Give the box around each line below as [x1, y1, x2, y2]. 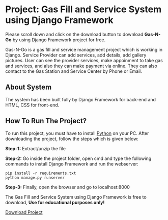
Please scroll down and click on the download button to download [5, 31, 144, 37]
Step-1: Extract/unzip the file [5, 145, 66, 151]
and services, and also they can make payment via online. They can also [5, 63, 158, 69]
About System [5, 83, 52, 92]
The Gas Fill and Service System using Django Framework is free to [5, 194, 147, 200]
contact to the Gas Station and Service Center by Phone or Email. [5, 68, 143, 74]
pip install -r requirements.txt [5, 171, 76, 176]
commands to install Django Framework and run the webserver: [5, 160, 138, 167]
